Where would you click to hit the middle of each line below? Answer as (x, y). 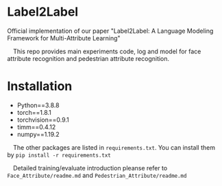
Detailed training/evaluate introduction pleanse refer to (90, 168)
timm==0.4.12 (36, 127)
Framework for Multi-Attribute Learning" (64, 38)
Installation (40, 87)
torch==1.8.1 (34, 112)
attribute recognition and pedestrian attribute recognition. (88, 58)
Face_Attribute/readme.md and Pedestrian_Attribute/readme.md (97, 175)
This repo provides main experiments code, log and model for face (107, 51)
